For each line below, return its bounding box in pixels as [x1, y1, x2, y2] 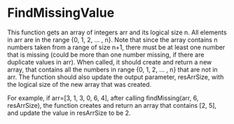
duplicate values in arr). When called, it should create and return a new [7, 57, 212, 66]
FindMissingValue [7, 5, 115, 21]
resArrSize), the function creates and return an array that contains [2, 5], [7, 101, 217, 109]
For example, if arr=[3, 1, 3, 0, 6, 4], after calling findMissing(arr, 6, [7, 93, 199, 102]
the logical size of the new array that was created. [7, 80, 152, 88]
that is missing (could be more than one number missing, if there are [7, 50, 205, 59]
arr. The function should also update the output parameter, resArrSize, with [7, 72, 224, 81]
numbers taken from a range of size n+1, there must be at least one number [7, 43, 226, 51]
